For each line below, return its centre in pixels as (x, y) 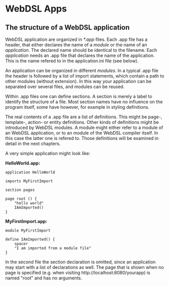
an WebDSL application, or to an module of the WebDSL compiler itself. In (82, 133)
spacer (21, 244)
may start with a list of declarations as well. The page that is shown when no (84, 267)
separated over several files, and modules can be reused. (65, 87)
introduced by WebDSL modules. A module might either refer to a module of (84, 127)
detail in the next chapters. (33, 144)
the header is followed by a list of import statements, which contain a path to (85, 76)
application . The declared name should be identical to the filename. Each (81, 50)
